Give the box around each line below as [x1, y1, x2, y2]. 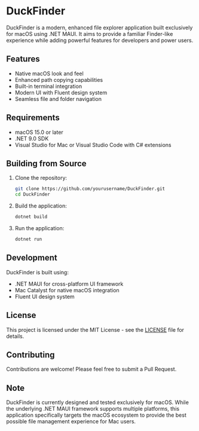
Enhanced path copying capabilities [14, 76, 103, 83]
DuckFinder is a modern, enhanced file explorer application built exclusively [6, 24, 193, 31]
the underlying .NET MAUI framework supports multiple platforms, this [6, 405, 180, 412]
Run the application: [14, 225, 65, 231]
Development [6, 253, 58, 263]
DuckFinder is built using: [6, 268, 69, 276]
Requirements [6, 112, 60, 123]
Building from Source [6, 158, 87, 169]
